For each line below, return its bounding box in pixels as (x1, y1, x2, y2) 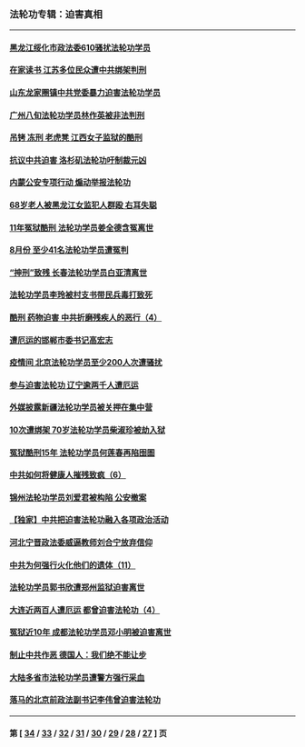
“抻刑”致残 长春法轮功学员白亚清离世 (9, 266, 148, 278)
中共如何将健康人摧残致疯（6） (9, 470, 127, 481)
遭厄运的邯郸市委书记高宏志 (9, 334, 113, 345)
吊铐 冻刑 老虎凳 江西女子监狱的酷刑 (9, 132, 143, 143)
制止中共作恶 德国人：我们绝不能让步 (9, 649, 147, 660)
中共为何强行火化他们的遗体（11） (9, 559, 136, 570)
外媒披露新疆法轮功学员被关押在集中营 (9, 402, 152, 413)
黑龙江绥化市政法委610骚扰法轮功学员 (9, 42, 152, 53)
